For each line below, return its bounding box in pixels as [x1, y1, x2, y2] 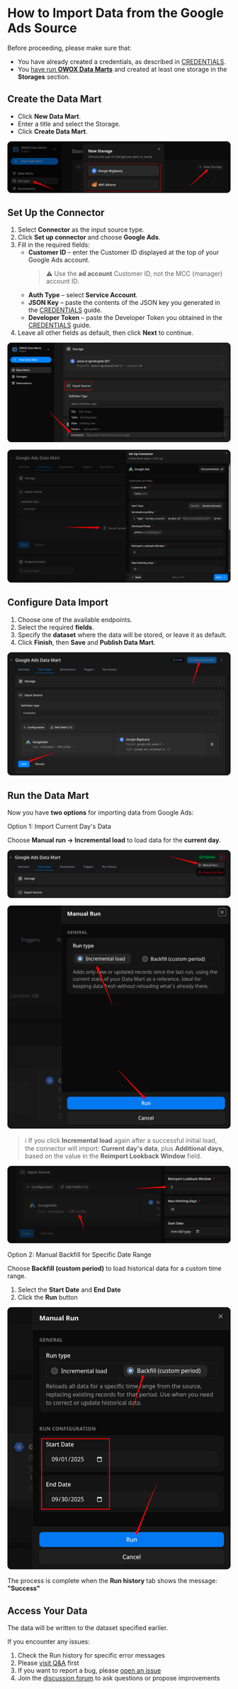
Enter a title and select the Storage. [17, 119, 121, 128]
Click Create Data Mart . [17, 127, 88, 136]
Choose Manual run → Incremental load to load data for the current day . [7, 836, 222, 844]
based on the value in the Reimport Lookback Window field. [24, 1152, 202, 1160]
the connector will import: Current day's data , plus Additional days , [24, 1144, 225, 1153]
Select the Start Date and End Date [17, 1285, 121, 1294]
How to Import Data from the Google [7, 5, 225, 21]
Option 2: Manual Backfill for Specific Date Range [7, 1250, 152, 1259]
